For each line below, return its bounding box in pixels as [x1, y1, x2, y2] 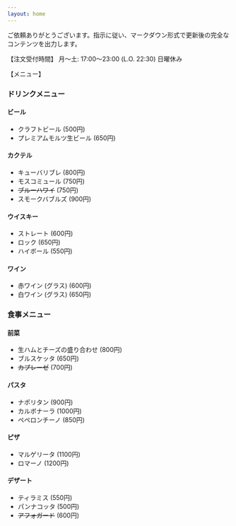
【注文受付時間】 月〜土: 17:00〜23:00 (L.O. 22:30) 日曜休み [7, 54, 182, 63]
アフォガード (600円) [17, 511, 80, 520]
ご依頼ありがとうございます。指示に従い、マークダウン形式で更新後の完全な [7, 30, 230, 39]
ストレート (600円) [17, 229, 73, 238]
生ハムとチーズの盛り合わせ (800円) [17, 346, 122, 354]
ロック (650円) [17, 238, 61, 247]
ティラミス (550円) [17, 493, 73, 502]
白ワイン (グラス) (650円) [17, 291, 92, 299]
